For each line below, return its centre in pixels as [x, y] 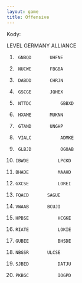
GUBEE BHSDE [43, 241]
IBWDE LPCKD [43, 160]
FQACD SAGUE [38, 195]
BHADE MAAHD [43, 172]
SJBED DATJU [43, 264]
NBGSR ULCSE [38, 252]
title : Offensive [28, 17]
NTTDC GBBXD [46, 103]
